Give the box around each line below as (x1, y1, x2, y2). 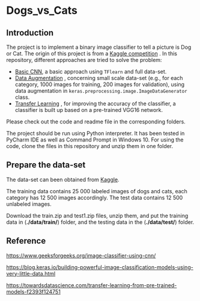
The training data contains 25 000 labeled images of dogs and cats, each (6, 187, 188, 194)
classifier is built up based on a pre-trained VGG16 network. (14, 107, 163, 113)
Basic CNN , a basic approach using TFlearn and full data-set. (14, 68, 167, 75)
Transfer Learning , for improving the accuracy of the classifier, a (14, 100, 176, 107)
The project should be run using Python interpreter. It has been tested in (6, 130, 185, 137)
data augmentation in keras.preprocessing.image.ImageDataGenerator (14, 87, 187, 94)
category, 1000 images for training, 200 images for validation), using (14, 81, 185, 88)
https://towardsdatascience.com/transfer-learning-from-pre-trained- (6, 281, 177, 289)
